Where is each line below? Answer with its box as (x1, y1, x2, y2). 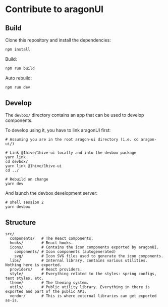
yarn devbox (5, 204, 30, 209)
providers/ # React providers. (10, 267, 82, 272)
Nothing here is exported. (5, 262, 62, 268)
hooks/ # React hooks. (10, 240, 73, 246)
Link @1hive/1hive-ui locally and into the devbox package (10, 150, 137, 155)
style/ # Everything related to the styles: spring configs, (10, 272, 157, 277)
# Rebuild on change (5, 177, 49, 182)
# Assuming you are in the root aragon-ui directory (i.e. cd (5, 137, 139, 142)
